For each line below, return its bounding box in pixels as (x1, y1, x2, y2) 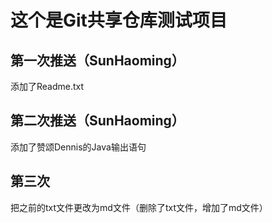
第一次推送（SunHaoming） (10, 52, 185, 69)
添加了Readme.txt (10, 81, 85, 92)
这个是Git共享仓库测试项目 (10, 9, 228, 32)
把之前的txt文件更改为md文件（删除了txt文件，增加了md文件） (10, 201, 268, 213)
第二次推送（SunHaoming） (10, 112, 185, 130)
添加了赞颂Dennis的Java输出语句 (10, 141, 147, 153)
